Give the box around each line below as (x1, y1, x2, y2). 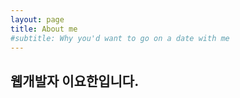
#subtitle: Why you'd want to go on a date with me (10, 33, 230, 43)
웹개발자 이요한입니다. (10, 72, 140, 90)
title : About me (10, 24, 78, 34)
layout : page (10, 14, 65, 25)
